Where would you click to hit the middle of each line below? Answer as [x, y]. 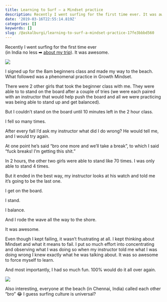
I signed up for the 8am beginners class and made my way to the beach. [79, 71]
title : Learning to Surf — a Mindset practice [54, 10]
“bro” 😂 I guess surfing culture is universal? [50, 294]
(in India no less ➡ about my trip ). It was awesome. [57, 52]
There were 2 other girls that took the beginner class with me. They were [80, 86]
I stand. [13, 200]
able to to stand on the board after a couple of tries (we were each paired [80, 92]
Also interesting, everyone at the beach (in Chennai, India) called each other [83, 289]
